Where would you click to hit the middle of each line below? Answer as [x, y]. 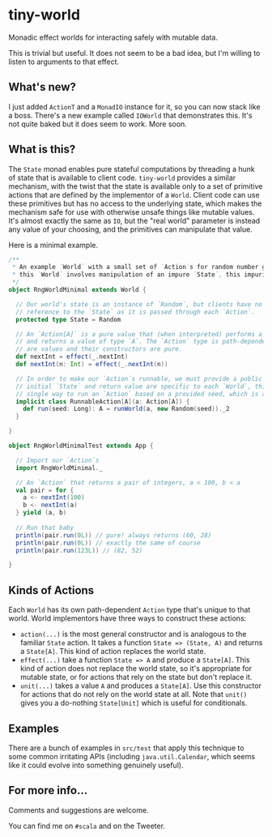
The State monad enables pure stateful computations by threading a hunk [132, 169]
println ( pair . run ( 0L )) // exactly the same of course [108, 543]
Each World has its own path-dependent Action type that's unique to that [130, 610]
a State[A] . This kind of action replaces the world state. [113, 651]
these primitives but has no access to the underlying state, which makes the [135, 203]
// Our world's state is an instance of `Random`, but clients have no [139, 304]
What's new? [42, 87]
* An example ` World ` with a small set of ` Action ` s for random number [135, 267]
